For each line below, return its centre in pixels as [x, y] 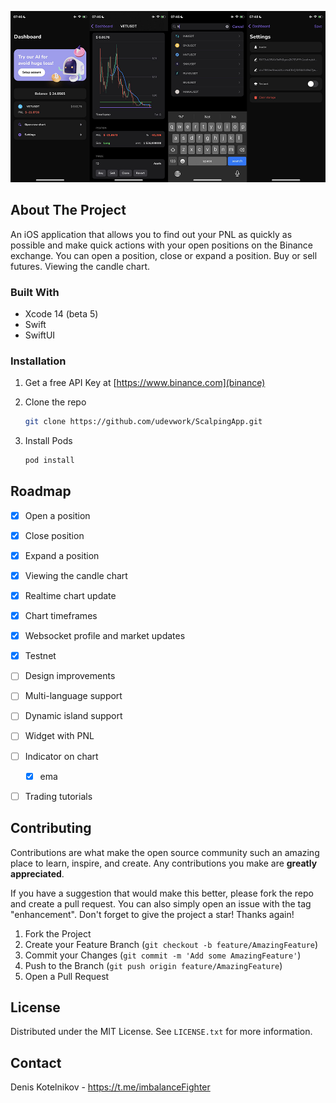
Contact [36, 1062]
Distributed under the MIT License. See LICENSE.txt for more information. [161, 1032]
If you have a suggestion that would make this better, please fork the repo [162, 893]
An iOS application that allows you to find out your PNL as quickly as [151, 234]
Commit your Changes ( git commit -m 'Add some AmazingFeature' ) [163, 955]
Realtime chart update [70, 596]
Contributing [51, 828]
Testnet [40, 656]
